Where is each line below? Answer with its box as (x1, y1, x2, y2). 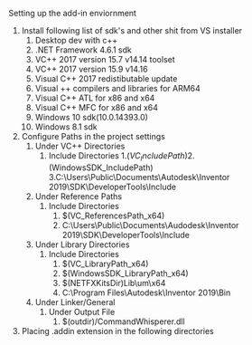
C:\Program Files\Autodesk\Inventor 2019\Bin (61, 287, 231, 298)
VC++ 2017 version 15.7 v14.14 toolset (34, 54, 175, 64)
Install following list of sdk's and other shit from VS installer (21, 25, 243, 35)
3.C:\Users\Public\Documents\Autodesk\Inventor (48, 171, 230, 182)
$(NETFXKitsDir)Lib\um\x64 (61, 277, 166, 288)
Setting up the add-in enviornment (8, 8, 137, 18)
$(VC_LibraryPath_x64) (61, 258, 149, 269)
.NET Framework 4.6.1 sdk (34, 44, 132, 55)
